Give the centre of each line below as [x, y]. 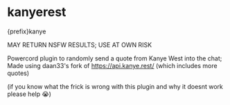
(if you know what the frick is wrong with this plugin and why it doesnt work [115, 86]
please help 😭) [29, 94]
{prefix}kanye [27, 31]
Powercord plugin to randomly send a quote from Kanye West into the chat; [115, 58]
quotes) [18, 73]
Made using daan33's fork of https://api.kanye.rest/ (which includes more [112, 65]
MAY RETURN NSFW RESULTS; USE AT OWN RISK [80, 45]
